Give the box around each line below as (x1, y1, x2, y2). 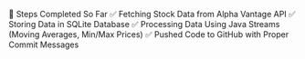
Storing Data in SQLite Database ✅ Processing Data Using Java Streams (8, 19, 280, 29)
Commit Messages (8, 39, 79, 50)
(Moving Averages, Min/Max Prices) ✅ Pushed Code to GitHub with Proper (8, 29, 289, 40)
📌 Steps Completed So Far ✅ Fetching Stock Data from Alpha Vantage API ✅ (8, 9, 296, 19)
